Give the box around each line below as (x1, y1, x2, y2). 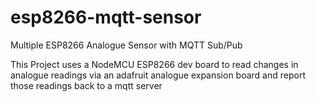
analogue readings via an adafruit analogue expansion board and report (10, 69, 307, 81)
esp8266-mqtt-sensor (10, 6, 202, 29)
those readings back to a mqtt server (10, 79, 163, 91)
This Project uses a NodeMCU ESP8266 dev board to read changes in (10, 58, 299, 70)
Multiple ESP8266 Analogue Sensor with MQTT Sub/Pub (10, 39, 243, 51)
